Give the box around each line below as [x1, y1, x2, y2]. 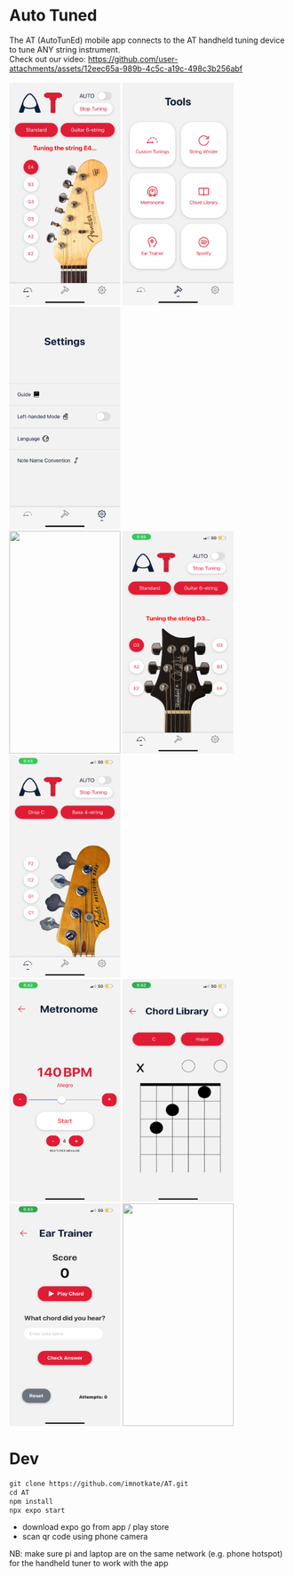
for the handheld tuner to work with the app [9, 1557, 169, 1568]
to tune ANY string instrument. [9, 44, 121, 54]
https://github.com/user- [87, 53, 179, 64]
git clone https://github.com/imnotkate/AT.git [9, 1479, 189, 1488]
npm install [9, 1497, 53, 1506]
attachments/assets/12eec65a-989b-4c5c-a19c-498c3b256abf [9, 63, 243, 74]
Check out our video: [9, 53, 86, 64]
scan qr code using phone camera [21, 1531, 148, 1541]
